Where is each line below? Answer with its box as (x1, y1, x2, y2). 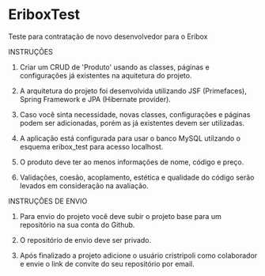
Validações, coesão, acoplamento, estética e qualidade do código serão (19, 172, 255, 182)
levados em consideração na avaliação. (19, 180, 149, 191)
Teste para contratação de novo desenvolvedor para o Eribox (8, 32, 208, 41)
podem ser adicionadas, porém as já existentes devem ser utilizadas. (19, 118, 245, 127)
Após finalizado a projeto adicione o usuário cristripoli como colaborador (19, 251, 258, 260)
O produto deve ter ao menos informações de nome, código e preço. (19, 157, 244, 167)
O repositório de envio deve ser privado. (19, 235, 152, 244)
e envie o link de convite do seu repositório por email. (19, 259, 195, 268)
